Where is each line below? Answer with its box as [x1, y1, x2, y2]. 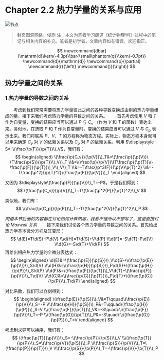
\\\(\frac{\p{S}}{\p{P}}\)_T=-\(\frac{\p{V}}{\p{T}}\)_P [53, 345, 158, 351]
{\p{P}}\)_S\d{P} [12, 268, 45, 274]
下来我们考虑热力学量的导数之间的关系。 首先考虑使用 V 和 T [26, 113, 157, 119]
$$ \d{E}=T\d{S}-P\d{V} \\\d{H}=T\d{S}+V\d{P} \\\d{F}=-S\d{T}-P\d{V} [10, 236, 153, 242]
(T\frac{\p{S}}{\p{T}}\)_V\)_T [9, 159, 68, 165]
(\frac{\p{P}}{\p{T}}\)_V [5, 345, 53, 351]
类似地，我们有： [5, 198, 39, 203]
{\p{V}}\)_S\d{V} [10, 263, 44, 269]
